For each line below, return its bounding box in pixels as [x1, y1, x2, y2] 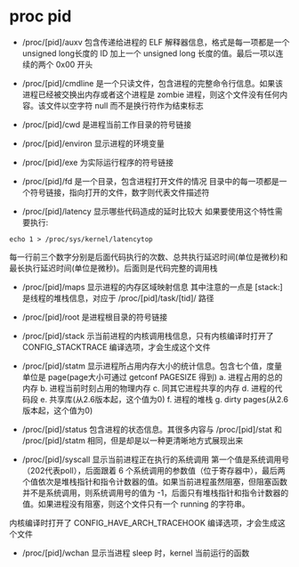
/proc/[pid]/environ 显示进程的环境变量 [21, 138, 165, 149]
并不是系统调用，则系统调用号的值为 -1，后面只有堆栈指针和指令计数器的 [21, 487, 289, 498]
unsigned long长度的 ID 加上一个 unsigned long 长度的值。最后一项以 [21, 47, 276, 59]
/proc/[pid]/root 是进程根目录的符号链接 [21, 312, 168, 322]
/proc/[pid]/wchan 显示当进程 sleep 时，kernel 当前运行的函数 [21, 547, 250, 558]
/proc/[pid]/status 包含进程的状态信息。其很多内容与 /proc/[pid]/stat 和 [21, 424, 283, 434]
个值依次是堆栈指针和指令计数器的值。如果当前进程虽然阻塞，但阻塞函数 [21, 476, 287, 487]
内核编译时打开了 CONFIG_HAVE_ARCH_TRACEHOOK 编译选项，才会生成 [9, 517, 279, 528]
